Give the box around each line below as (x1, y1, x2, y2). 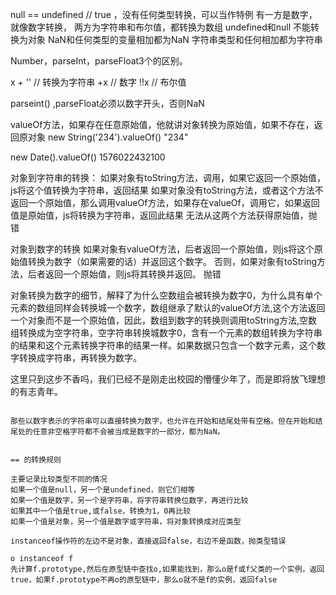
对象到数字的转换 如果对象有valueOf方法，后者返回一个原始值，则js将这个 (10, 243, 315, 255)
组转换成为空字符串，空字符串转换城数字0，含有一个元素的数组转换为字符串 (10, 327, 323, 338)
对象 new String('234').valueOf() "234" (27, 131, 189, 143)
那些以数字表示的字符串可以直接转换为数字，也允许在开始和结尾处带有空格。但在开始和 (10, 416, 316, 426)
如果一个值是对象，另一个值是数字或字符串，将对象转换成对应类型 (10, 517, 242, 527)
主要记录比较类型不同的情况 (10, 474, 108, 484)
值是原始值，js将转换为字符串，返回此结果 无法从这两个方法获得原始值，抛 (10, 209, 318, 221)
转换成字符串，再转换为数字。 (18, 352, 142, 363)
